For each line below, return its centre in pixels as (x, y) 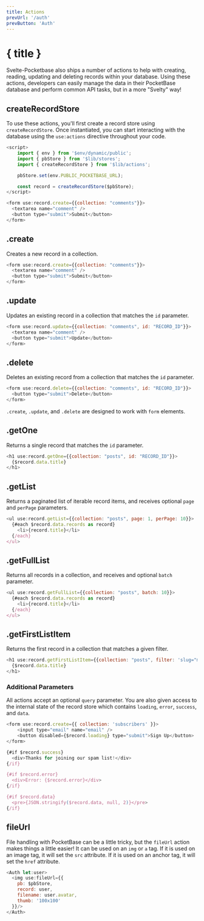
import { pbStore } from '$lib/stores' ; (69, 159)
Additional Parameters (40, 687)
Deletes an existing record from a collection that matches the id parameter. (100, 377)
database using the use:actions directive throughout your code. (86, 136)
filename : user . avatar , (47, 895)
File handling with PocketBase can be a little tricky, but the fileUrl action (98, 842)
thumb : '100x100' (39, 901)
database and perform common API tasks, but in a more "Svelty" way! (94, 89)
